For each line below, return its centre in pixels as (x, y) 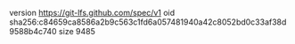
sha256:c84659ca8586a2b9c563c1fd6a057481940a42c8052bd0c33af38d (148, 22)
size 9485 (77, 31)
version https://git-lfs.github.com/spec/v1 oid (92, 13)
